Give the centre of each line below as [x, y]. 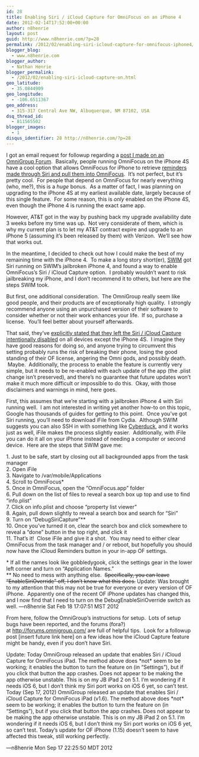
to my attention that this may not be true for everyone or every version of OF [99, 587]
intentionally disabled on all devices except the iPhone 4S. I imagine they [96, 339]
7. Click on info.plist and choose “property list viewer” [72, 507]
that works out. [25, 242]
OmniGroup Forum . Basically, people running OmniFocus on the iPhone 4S [98, 161]
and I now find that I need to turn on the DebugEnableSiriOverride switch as [98, 600]
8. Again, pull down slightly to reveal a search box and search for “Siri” [92, 513]
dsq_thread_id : [25, 116]
